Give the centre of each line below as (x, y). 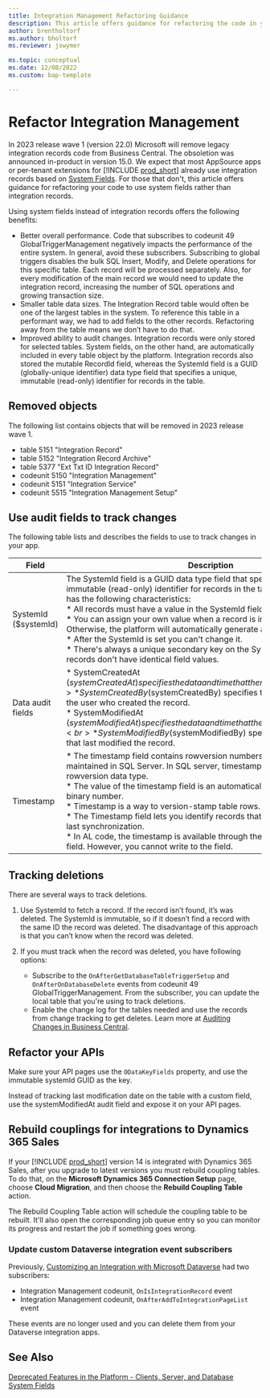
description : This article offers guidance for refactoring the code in (133, 23)
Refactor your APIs (57, 1052)
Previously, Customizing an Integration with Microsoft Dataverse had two (129, 1267)
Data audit (32, 703)
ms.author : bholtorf (43, 38)
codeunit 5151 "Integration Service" (78, 484)
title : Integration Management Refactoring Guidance (98, 16)
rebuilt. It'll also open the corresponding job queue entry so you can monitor (135, 1219)
